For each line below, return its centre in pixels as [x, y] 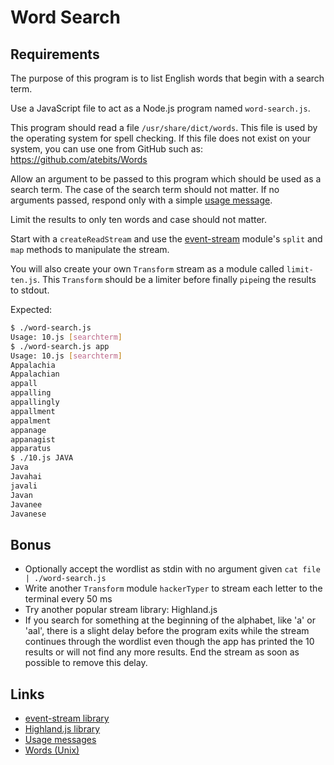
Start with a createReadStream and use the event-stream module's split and [166, 239]
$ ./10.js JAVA [42, 458]
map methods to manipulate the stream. [90, 249]
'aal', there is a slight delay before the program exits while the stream [167, 631]
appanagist [33, 439]
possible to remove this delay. [86, 663]
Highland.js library [62, 729]
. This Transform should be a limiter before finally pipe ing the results [176, 279]
